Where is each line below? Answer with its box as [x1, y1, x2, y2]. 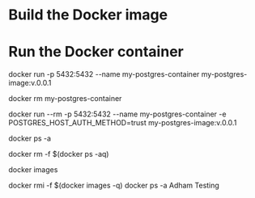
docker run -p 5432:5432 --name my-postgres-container [8, 70, 200, 79]
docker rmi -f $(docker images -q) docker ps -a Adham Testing [8, 180, 220, 191]
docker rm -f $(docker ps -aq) [8, 150, 109, 159]
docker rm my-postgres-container [8, 94, 122, 103]
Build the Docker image [8, 6, 168, 24]
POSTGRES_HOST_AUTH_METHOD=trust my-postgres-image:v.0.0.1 [8, 118, 237, 128]
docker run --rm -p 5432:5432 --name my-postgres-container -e [8, 109, 227, 119]
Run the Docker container [8, 43, 184, 61]
